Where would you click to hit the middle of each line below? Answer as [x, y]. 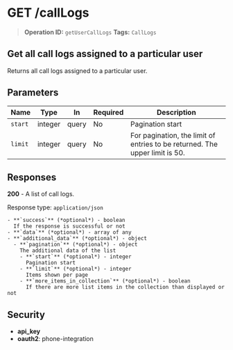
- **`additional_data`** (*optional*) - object [77, 239]
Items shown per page [57, 275]
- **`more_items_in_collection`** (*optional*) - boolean [105, 281]
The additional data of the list [68, 251]
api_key [29, 331]
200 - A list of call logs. [41, 194]
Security [26, 315]
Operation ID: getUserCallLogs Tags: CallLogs [90, 32]
